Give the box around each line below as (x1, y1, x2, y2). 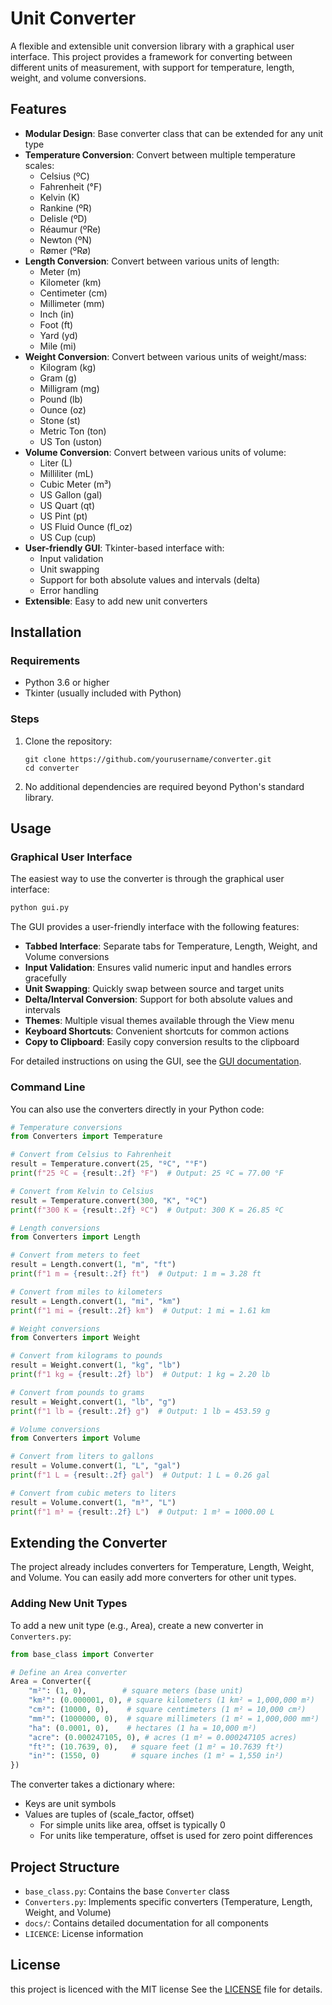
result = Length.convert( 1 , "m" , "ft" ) (10, 1260, 177, 1270)
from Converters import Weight (10, 1333, 141, 1343)
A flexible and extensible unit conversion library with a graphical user (10, 40, 295, 52)
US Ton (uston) (39, 435, 103, 447)
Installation (10, 624, 82, 641)
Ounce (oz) (39, 403, 87, 416)
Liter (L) (39, 457, 73, 469)
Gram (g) (39, 372, 78, 384)
